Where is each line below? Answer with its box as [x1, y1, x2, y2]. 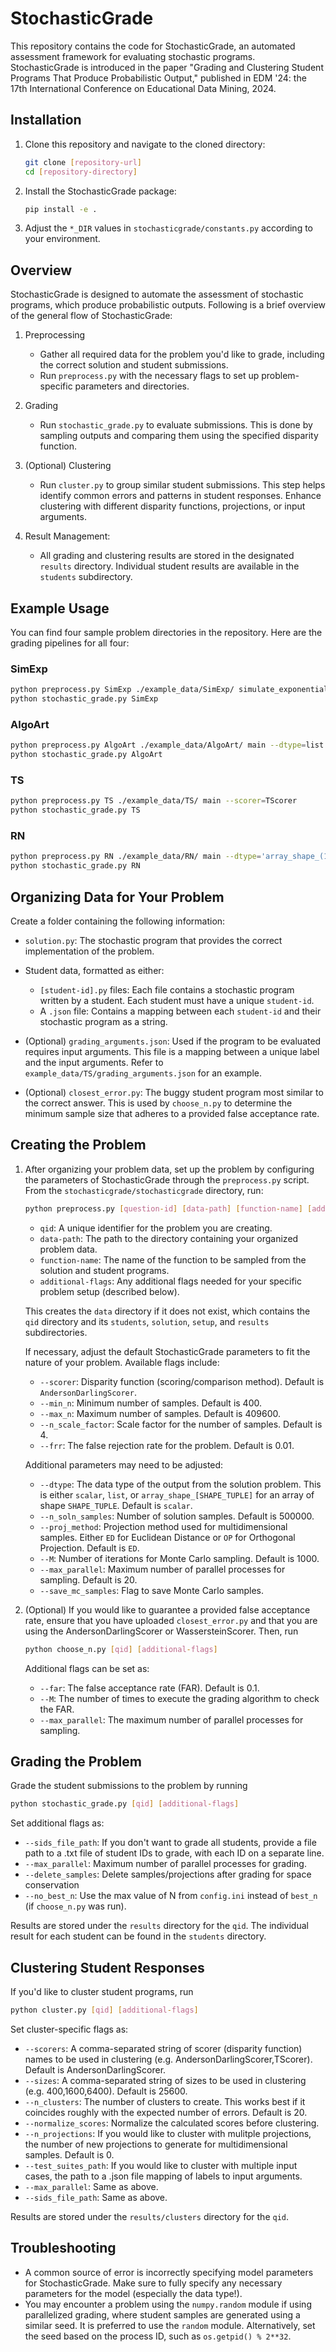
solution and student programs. [39, 1264, 170, 1276]
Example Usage [10, 600, 110, 617]
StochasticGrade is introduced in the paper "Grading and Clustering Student [10, 61, 324, 73]
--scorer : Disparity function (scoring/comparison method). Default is [39, 1375, 325, 1387]
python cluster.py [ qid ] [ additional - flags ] [10, 2005, 199, 2016]
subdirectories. [24, 1326, 88, 1338]
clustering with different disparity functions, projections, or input [39, 500, 306, 512]
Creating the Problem [10, 1137, 147, 1154]
